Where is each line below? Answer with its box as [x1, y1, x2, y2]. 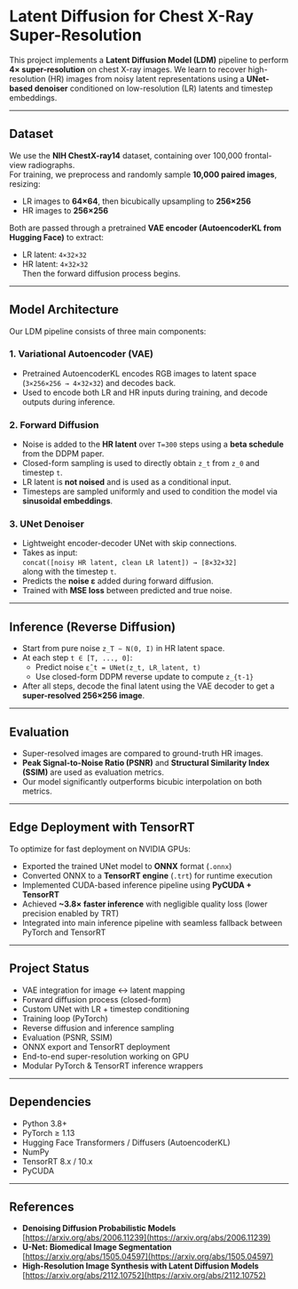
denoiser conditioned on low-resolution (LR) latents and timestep [34, 83, 273, 93]
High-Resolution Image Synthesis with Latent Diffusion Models [21, 1261, 259, 1271]
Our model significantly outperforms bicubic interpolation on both [21, 777, 263, 787]
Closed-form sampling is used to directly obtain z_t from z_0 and [21, 458, 260, 469]
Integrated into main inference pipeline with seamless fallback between [21, 917, 283, 928]
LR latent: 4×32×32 [21, 249, 87, 260]
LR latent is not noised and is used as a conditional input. [21, 477, 232, 487]
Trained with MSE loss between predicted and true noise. [21, 585, 232, 596]
